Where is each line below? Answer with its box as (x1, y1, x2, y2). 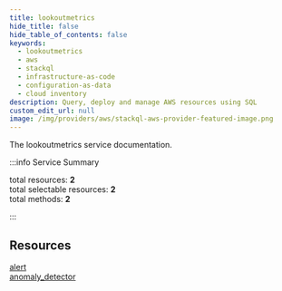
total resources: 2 (9, 174, 75, 186)
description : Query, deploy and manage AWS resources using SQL (9, 97, 258, 107)
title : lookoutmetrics (9, 13, 95, 23)
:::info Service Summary (9, 157, 100, 168)
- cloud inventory (17, 89, 88, 98)
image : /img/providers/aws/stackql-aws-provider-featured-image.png (9, 114, 274, 123)
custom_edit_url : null (9, 106, 95, 115)
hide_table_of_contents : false (9, 30, 128, 39)
